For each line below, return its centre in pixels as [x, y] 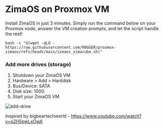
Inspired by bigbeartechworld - [38, 116]
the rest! [14, 34]
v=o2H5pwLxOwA [24, 121]
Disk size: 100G [29, 91]
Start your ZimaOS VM [36, 97]
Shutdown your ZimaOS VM [41, 75]
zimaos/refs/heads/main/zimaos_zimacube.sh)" [54, 52]
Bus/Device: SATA [31, 86]
